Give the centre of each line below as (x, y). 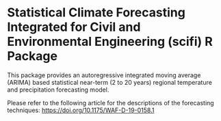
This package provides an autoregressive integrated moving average (104, 75)
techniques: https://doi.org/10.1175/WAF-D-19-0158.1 (81, 110)
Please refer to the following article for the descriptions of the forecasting (110, 103)
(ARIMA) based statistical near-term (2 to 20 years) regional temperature (109, 82)
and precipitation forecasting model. (58, 90)
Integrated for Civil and (74, 27)
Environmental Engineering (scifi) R (110, 42)
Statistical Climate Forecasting (96, 13)
